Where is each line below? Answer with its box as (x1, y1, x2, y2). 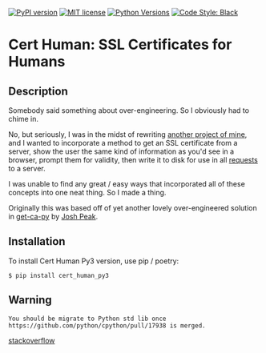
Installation (8, 235, 66, 248)
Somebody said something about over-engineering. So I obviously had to (8, 106, 250, 115)
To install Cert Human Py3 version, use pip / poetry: (8, 256, 179, 266)
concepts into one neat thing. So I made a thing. (8, 188, 167, 197)
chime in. (8, 114, 38, 123)
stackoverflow (8, 335, 55, 345)
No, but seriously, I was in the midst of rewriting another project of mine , (8, 130, 248, 139)
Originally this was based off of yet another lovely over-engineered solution (8, 203, 258, 212)
